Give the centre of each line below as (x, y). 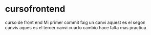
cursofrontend (35, 9)
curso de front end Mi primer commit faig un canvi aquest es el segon (75, 22)
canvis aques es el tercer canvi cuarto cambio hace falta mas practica (76, 27)
